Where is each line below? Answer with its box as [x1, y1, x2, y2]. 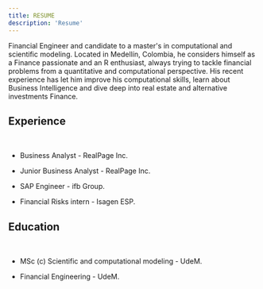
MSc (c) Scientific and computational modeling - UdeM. [19, 256, 203, 266]
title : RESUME [8, 11, 56, 20]
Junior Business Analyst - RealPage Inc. [19, 166, 151, 175]
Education [8, 220, 60, 233]
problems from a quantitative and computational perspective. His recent [8, 66, 244, 75]
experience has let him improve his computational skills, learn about [8, 75, 230, 84]
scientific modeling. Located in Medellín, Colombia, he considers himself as [8, 49, 256, 59]
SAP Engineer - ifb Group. [19, 182, 106, 191]
